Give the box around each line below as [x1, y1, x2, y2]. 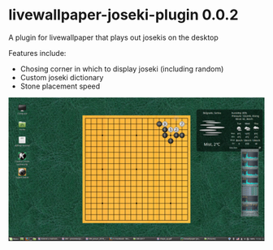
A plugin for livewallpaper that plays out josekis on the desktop [8, 32, 219, 42]
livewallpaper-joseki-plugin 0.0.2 [8, 6, 239, 24]
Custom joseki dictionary [19, 72, 104, 82]
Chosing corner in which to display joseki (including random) [19, 63, 224, 74]
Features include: [8, 48, 67, 58]
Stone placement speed [19, 81, 101, 91]
